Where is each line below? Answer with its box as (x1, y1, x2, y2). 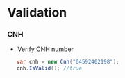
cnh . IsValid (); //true (16, 65, 82, 72)
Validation (7, 5, 67, 21)
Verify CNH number (17, 45, 74, 53)
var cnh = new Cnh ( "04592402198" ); (16, 59, 119, 66)
